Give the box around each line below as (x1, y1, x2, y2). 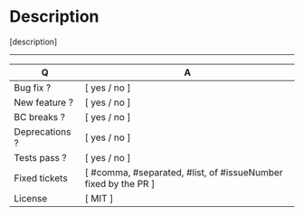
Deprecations (14, 125, 71, 137)
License (14, 192, 48, 204)
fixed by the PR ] (84, 177, 156, 190)
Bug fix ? (14, 81, 52, 94)
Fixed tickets (14, 172, 68, 184)
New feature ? (14, 96, 74, 108)
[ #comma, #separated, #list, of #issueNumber (84, 165, 283, 178)
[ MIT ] (84, 192, 114, 204)
